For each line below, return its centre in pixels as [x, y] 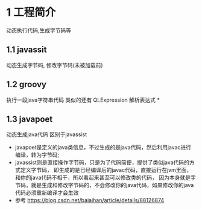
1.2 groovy [27, 84]
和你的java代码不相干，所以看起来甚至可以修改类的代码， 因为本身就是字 [105, 178]
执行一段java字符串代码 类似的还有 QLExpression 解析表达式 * [83, 100]
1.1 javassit [27, 50]
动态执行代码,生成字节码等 [39, 30]
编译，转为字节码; [37, 155]
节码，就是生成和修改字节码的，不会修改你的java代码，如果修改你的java [104, 185]
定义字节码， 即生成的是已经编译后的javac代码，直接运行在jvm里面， [106, 170]
